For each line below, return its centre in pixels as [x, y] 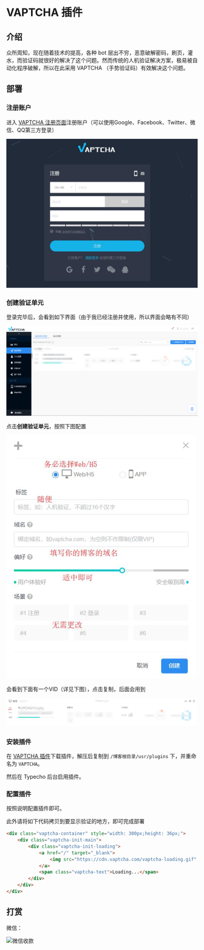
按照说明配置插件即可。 [36, 809]
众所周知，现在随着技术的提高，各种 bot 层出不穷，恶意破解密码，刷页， [97, 53]
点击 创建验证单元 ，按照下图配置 [46, 427]
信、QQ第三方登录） [32, 130]
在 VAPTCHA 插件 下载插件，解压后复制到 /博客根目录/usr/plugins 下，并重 [99, 756]
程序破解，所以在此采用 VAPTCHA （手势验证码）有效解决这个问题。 [103, 68]
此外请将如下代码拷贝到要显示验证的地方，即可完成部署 [75, 821]
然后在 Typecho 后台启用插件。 [46, 776]
